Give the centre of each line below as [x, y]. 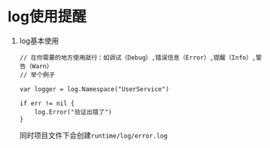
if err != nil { [47, 103]
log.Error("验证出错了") [73, 112]
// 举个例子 [37, 75]
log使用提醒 [47, 17]
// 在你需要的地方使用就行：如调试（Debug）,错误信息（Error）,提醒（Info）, [138, 58]
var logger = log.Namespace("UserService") [94, 89]
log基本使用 [39, 41]
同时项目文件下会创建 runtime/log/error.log [94, 135]
